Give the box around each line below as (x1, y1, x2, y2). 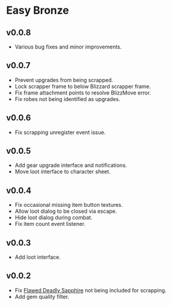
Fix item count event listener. (14, 221, 86, 228)
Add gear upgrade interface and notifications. (14, 162, 127, 169)
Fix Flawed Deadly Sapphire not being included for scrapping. (14, 286, 167, 293)
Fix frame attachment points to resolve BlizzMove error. (14, 89, 151, 96)
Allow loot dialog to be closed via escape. (14, 207, 117, 215)
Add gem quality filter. (14, 293, 70, 300)
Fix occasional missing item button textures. (14, 201, 123, 209)
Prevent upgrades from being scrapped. (14, 76, 114, 84)
